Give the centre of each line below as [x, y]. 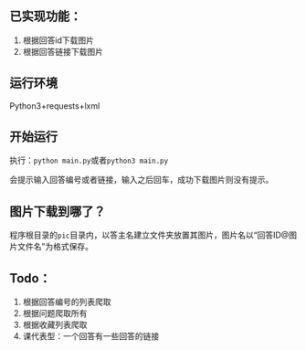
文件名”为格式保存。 [55, 247]
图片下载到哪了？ [58, 212]
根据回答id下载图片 [58, 40]
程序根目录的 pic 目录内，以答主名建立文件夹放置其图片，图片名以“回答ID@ [149, 235]
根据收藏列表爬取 [55, 325]
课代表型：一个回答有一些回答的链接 [91, 336]
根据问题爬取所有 [55, 313]
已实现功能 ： [46, 16]
